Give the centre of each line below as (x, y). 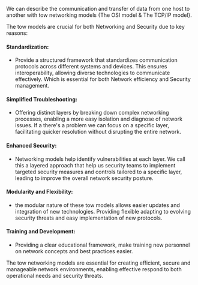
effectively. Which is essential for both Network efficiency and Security (103, 79)
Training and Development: (41, 232)
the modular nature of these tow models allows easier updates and (97, 205)
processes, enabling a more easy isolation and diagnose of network (99, 119)
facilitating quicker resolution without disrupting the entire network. (98, 132)
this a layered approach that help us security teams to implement (95, 165)
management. (32, 86)
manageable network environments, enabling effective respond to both (94, 269)
